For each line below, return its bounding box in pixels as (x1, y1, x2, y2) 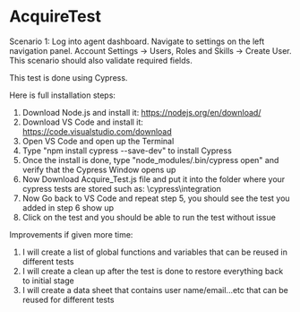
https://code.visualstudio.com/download (21, 126, 172, 136)
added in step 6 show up (21, 202, 115, 212)
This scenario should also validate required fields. (9, 55, 193, 65)
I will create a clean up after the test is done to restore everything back (21, 265, 284, 276)
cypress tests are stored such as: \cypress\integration (21, 183, 221, 194)
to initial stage (21, 275, 74, 286)
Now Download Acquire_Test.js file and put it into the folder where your (21, 173, 286, 185)
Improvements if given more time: (9, 229, 133, 239)
